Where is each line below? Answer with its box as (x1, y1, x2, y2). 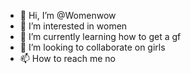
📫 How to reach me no (19, 53, 116, 64)
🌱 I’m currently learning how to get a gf (19, 31, 182, 42)
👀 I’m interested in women (19, 20, 128, 32)
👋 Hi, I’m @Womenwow (19, 10, 117, 21)
